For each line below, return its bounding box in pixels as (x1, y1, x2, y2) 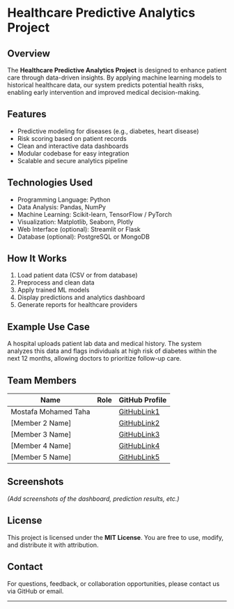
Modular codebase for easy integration (17, 149, 130, 158)
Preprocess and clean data (17, 278, 95, 287)
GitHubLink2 (118, 419, 160, 428)
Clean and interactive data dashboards (17, 142, 129, 150)
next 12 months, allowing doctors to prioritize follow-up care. (7, 354, 182, 363)
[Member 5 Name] (10, 452, 72, 462)
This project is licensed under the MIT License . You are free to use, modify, (7, 533, 224, 541)
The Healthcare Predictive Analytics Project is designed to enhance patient (7, 66, 227, 74)
